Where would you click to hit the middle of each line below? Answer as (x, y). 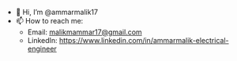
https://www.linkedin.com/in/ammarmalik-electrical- (144, 40)
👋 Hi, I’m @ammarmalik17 (57, 12)
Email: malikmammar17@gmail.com (85, 32)
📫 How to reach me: (49, 21)
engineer (42, 48)
